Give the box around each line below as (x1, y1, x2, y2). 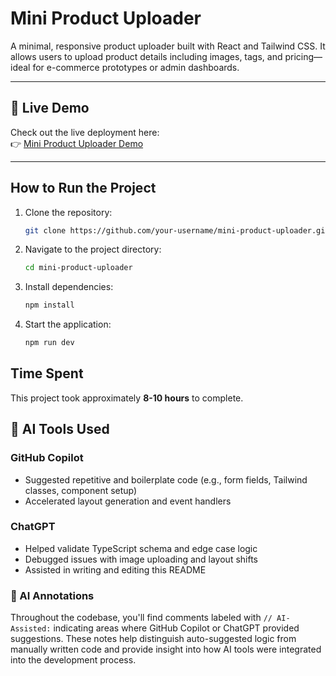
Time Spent (10, 365, 84, 382)
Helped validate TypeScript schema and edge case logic (24, 542, 258, 554)
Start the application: (24, 318, 112, 331)
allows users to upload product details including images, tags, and (10, 50, 283, 62)
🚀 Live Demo (10, 100, 90, 117)
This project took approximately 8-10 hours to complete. (10, 392, 244, 404)
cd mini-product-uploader (24, 263, 133, 273)
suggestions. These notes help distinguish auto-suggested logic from (10, 633, 297, 645)
